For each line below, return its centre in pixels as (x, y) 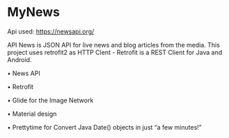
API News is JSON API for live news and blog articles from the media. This (114, 45)
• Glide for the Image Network (50, 100)
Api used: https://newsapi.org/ (51, 31)
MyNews (34, 12)
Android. (19, 59)
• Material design (32, 114)
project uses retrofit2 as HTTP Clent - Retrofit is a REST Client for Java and (115, 52)
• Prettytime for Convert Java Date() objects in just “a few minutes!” (104, 127)
